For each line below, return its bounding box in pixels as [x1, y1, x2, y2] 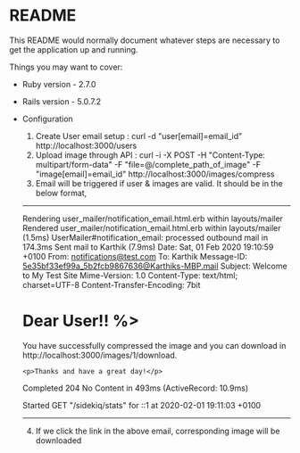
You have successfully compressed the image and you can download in [21, 340, 287, 350]
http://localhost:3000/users [35, 140, 137, 151]
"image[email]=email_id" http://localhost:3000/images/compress [35, 169, 275, 179]
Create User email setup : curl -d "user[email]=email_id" [35, 130, 243, 141]
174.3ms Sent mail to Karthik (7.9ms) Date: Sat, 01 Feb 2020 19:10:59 [21, 242, 274, 252]
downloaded [35, 434, 82, 446]
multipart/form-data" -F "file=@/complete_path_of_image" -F [35, 159, 262, 169]
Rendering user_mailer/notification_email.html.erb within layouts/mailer [21, 213, 284, 224]
